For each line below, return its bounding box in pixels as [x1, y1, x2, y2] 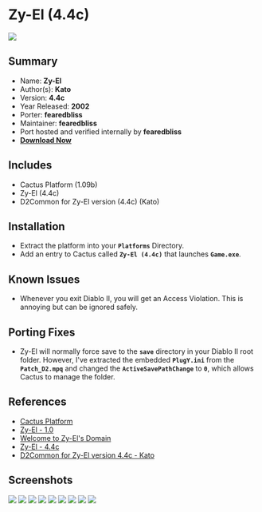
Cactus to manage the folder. [19, 372, 115, 381]
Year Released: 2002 [19, 101, 90, 111]
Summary [8, 54, 58, 69]
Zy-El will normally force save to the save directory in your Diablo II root [19, 347, 253, 356]
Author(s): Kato [19, 84, 72, 93]
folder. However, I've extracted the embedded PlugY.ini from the [19, 355, 235, 364]
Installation [8, 220, 65, 233]
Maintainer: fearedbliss [19, 118, 98, 128]
